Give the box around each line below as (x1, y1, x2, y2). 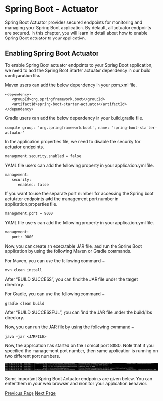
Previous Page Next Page (5, 390, 56, 396)
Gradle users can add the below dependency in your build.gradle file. (5, 115, 144, 121)
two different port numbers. (5, 353, 61, 359)
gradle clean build (5, 301, 45, 306)
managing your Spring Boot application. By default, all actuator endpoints (5, 24, 152, 30)
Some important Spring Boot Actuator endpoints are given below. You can (5, 375, 153, 381)
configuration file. (5, 72, 40, 78)
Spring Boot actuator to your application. (5, 35, 86, 41)
